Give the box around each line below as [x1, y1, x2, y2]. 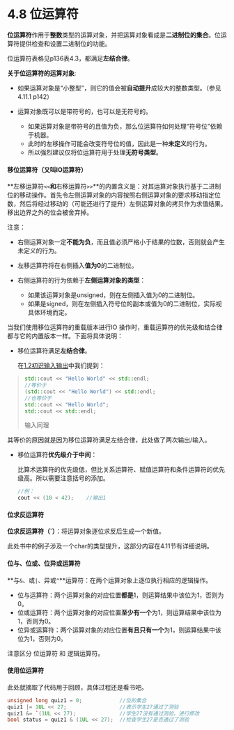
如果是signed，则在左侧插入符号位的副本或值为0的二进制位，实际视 [27, 300, 222, 308]
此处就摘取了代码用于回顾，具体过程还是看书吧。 [7, 683, 148, 691]
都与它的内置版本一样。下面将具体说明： [7, 332, 123, 340]
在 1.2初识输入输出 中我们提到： [17, 361, 106, 370]
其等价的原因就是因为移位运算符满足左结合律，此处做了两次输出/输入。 [7, 436, 211, 444]
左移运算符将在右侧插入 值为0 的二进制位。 [17, 262, 138, 270]
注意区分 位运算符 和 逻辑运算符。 [7, 649, 104, 658]
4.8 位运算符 [7, 6, 79, 22]
